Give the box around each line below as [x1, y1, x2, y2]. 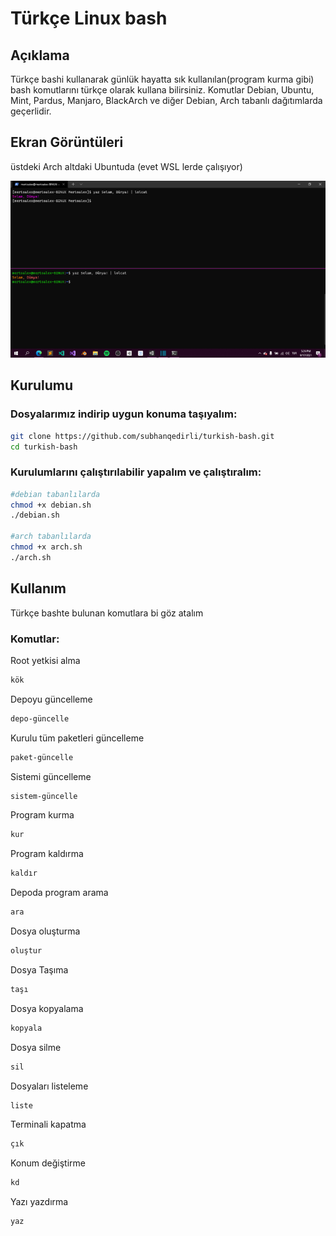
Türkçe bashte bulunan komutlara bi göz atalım [10, 607, 204, 619]
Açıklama [10, 47, 70, 64]
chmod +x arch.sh [10, 542, 83, 552]
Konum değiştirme [10, 1157, 86, 1169]
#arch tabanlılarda [10, 532, 92, 542]
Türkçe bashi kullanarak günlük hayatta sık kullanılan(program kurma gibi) [10, 73, 315, 85]
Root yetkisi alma [10, 654, 81, 666]
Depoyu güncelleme [10, 693, 93, 705]
